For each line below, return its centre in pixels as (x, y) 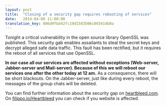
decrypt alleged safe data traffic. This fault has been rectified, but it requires (83, 48)
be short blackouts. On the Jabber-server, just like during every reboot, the (82, 78)
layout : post (19, 10)
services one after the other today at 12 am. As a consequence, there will (81, 73)
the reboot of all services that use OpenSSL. (50, 53)
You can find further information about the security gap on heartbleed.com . (82, 93)
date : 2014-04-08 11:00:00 (35, 19)
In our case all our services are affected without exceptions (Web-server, (82, 63)
